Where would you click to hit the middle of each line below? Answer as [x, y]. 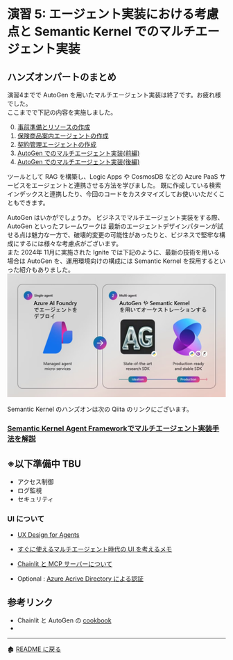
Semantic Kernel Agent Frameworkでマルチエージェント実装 [110, 428]
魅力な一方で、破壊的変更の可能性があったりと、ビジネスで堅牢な [125, 235]
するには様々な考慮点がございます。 [71, 243]
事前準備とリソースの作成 [54, 127]
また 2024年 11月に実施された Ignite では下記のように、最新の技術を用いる [114, 252]
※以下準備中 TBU [44, 464]
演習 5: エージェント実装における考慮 [113, 14]
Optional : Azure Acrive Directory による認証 [80, 579]
